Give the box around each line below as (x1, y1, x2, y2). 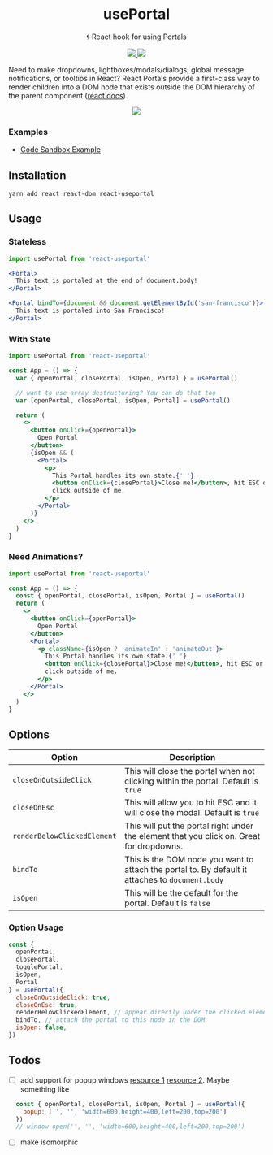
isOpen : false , (15, 1023, 67, 1032)
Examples (8, 126, 49, 137)
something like (19, 1084, 70, 1094)
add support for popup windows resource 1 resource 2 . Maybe (19, 1075, 230, 1085)
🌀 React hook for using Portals (86, 32, 187, 41)
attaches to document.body (124, 875, 224, 886)
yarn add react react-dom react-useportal (8, 190, 154, 198)
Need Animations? (8, 551, 84, 562)
